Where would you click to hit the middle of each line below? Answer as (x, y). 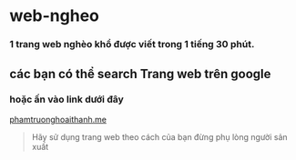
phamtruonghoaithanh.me (58, 119)
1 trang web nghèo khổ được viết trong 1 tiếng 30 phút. (132, 45)
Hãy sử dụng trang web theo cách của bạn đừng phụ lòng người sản (160, 136)
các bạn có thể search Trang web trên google (140, 74)
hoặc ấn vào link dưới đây (67, 99)
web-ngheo (55, 16)
